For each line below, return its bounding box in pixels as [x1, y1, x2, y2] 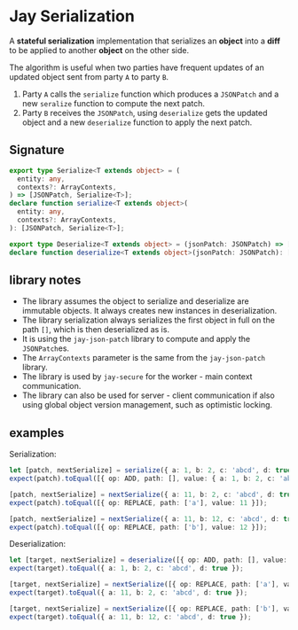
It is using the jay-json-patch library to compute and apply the [21, 334, 251, 345]
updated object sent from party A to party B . [9, 71, 169, 82]
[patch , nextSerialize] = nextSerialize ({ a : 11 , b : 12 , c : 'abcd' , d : [9, 514, 280, 524]
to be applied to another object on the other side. [9, 44, 190, 55]
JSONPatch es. [21, 343, 69, 354]
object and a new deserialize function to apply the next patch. [21, 117, 253, 128]
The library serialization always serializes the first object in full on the [21, 315, 275, 325]
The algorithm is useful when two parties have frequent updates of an [9, 62, 264, 73]
